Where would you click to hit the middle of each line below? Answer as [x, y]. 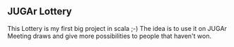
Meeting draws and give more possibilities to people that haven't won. [110, 36]
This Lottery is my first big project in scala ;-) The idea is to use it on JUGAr [117, 28]
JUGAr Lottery [40, 12]
